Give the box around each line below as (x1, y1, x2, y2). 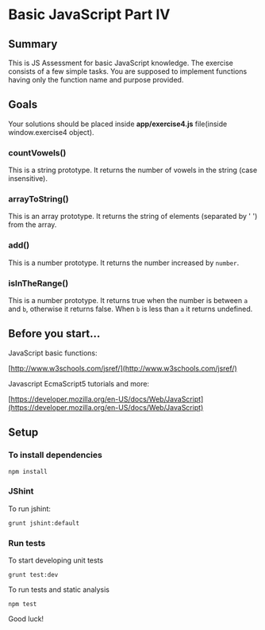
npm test (8, 601, 37, 609)
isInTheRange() (8, 278, 69, 289)
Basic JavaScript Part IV (8, 6, 171, 24)
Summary (8, 37, 58, 51)
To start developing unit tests (8, 555, 104, 565)
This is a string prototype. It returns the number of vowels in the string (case (8, 165, 258, 175)
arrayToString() (8, 194, 69, 205)
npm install (8, 467, 48, 475)
